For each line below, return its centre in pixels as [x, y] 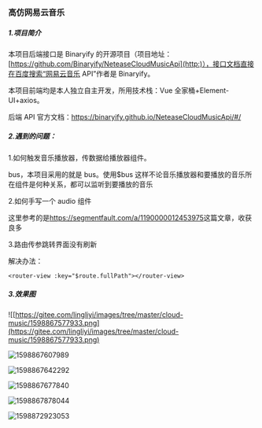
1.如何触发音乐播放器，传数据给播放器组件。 [79, 157]
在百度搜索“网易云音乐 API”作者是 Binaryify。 [81, 73]
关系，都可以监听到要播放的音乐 [101, 184]
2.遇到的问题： [32, 136]
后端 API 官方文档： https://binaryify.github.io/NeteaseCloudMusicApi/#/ [125, 116]
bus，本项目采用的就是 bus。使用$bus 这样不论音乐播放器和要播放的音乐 [127, 174]
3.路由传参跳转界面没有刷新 [53, 244]
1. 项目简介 [25, 32]
